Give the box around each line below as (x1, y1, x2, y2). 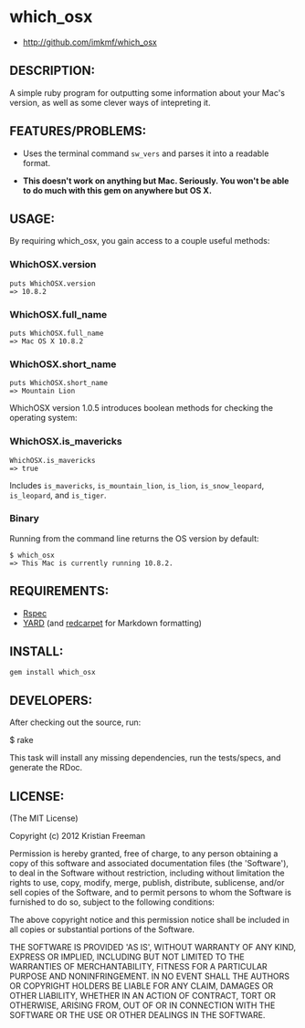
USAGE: (9, 211, 56, 226)
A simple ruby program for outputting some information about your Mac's (9, 87, 286, 98)
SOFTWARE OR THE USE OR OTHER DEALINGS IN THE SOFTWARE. (9, 1010, 266, 1021)
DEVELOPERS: (9, 692, 93, 708)
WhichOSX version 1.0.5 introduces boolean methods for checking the (9, 403, 274, 414)
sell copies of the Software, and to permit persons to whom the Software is (9, 887, 292, 898)
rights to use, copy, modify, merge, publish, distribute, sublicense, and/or (9, 877, 285, 888)
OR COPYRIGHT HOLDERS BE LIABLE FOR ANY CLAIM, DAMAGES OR (9, 981, 274, 991)
